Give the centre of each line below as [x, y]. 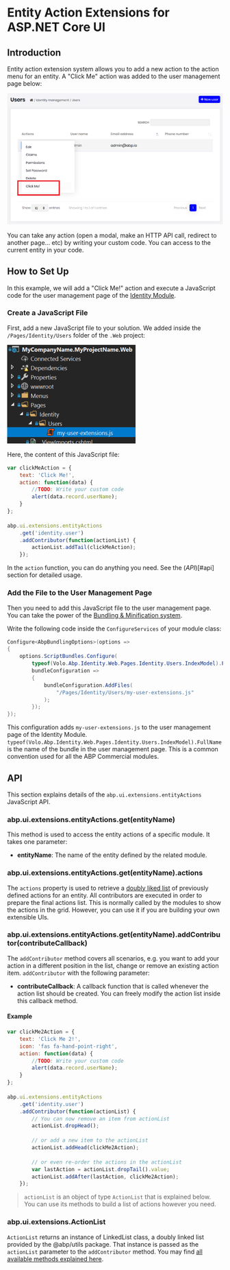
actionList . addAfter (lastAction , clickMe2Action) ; [105, 1177]
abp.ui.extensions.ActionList [56, 1222]
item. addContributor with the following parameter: [78, 973]
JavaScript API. [29, 801]
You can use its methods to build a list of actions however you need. [120, 1204]
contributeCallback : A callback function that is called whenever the [113, 986]
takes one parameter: [37, 842]
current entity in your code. [46, 250]
